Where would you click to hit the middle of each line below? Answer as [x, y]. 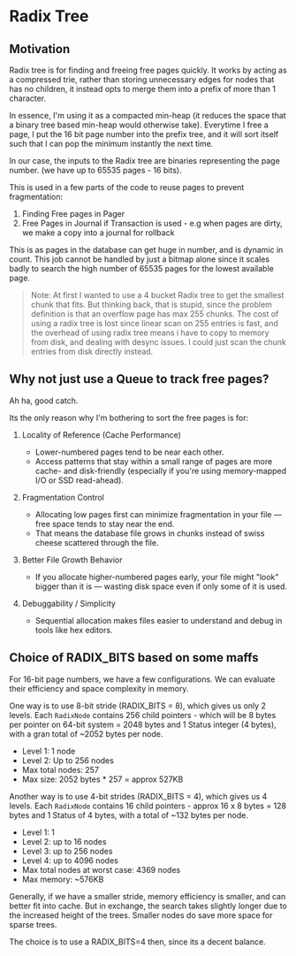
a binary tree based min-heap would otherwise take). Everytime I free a [139, 125]
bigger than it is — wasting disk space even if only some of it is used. [161, 586]
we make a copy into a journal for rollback [98, 233]
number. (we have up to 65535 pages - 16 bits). [95, 170]
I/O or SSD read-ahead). [79, 480]
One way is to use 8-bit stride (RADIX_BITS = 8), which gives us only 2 [138, 706]
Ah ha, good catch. [44, 401]
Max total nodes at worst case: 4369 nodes [101, 869]
